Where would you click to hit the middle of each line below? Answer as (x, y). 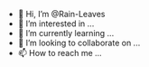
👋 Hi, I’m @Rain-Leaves (61, 14)
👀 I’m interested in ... (56, 24)
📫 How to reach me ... (60, 53)
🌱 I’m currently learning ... (66, 33)
